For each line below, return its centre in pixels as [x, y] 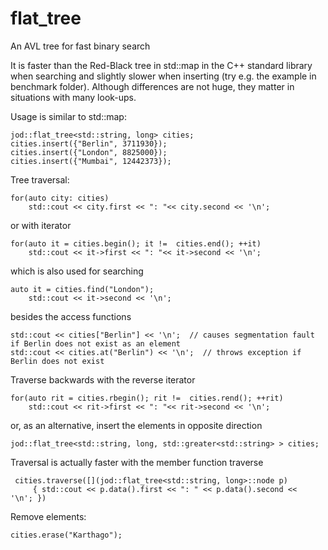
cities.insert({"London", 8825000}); [89, 152]
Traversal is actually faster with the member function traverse [137, 462]
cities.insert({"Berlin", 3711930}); [89, 143]
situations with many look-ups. [73, 97]
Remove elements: [48, 516]
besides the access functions [71, 316]
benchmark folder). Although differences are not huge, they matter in [152, 86]
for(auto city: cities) [60, 198]
